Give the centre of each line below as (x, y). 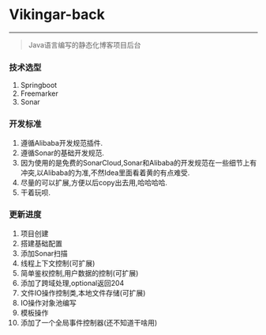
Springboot (39, 86)
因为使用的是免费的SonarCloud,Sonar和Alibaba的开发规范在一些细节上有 (139, 162)
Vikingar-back (57, 15)
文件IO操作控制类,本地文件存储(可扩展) (83, 293)
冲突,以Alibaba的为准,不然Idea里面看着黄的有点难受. (105, 173)
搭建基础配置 (41, 243)
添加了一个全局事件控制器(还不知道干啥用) (89, 322)
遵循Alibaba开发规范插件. (62, 143)
